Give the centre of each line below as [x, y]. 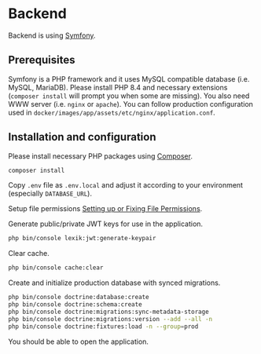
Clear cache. [29, 254]
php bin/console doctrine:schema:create [75, 305]
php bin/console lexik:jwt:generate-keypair [82, 239]
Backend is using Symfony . [52, 35]
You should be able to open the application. [79, 341]
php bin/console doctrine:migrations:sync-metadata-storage [109, 312]
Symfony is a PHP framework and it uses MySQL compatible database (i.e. [129, 78]
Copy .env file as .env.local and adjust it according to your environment [126, 185]
